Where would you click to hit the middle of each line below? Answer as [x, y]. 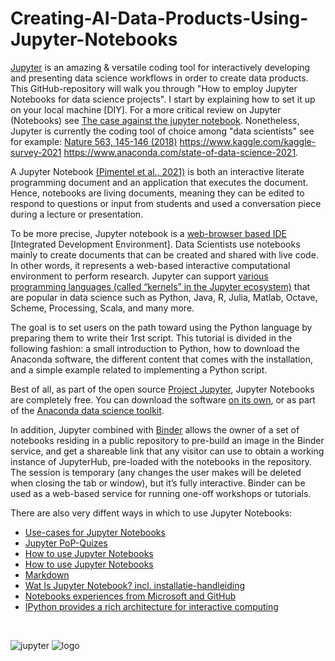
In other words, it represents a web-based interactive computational [150, 265]
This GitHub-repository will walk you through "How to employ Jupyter [154, 88]
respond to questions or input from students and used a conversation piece [166, 203]
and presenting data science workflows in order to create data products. [159, 78]
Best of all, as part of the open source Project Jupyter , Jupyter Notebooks [162, 389]
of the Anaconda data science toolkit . [87, 410]
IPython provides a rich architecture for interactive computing [151, 606]
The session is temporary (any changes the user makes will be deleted [156, 472]
